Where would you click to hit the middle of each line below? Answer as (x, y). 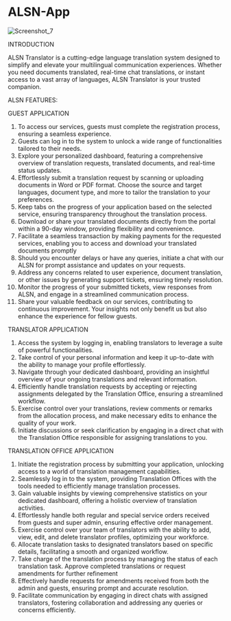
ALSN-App (39, 12)
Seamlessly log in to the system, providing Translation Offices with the (117, 478)
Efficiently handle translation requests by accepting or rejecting (107, 386)
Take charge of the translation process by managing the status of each (118, 559)
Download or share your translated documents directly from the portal (117, 221)
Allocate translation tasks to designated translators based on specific (115, 544)
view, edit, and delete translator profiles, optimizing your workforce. (113, 537)
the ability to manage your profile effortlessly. (82, 364)
